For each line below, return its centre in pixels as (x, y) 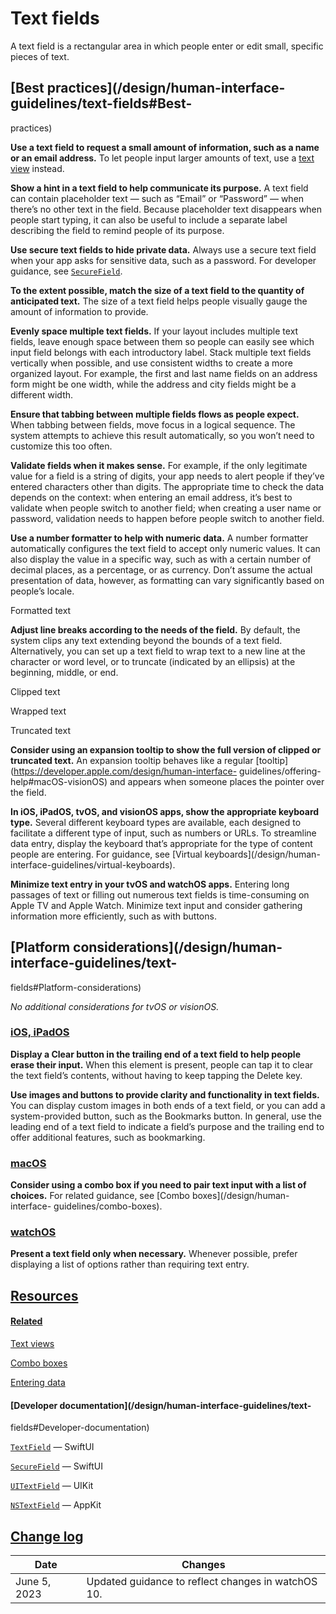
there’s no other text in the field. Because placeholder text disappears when (166, 209)
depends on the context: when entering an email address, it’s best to (151, 497)
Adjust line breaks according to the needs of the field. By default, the (155, 629)
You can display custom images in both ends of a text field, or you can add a (168, 1105)
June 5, (33, 1582)
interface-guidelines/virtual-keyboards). (93, 864)
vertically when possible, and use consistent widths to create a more (151, 363)
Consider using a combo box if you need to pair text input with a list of (158, 1185)
